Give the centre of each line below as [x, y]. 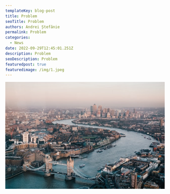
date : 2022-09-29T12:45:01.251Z [39, 48]
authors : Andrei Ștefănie [32, 27]
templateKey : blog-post [30, 11]
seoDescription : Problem [31, 59]
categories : [18, 38]
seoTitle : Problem [25, 21]
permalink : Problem [26, 32]
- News [17, 43]
